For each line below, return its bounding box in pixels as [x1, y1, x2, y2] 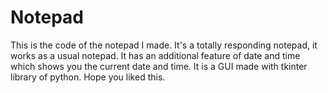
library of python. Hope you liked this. [10, 71, 166, 83]
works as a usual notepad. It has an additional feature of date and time [10, 49, 301, 61]
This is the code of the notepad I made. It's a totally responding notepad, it [10, 39, 318, 51]
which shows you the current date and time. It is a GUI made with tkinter [10, 60, 308, 72]
